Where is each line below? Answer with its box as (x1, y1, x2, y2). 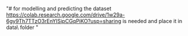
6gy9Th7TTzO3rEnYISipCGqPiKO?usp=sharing (6, 18, 122, 24)
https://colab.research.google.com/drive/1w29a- (6, 11, 125, 18)
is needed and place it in (122, 18, 183, 24)
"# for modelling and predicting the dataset (6, 5, 111, 12)
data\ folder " (6, 24, 39, 31)
